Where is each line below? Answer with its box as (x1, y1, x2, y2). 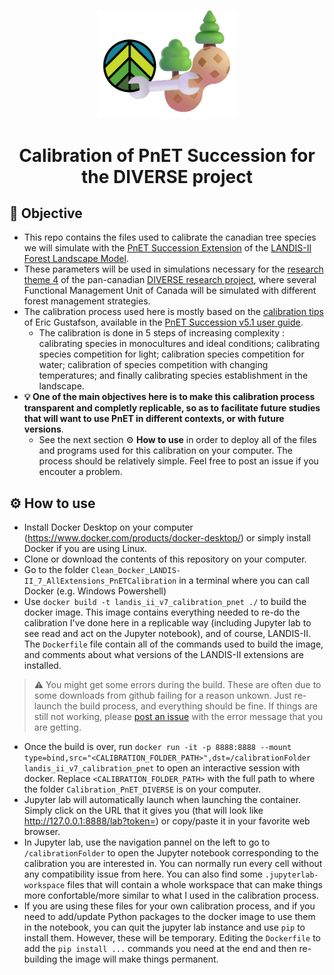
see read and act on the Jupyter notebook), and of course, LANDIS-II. (23, 628, 312, 640)
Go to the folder (23, 564, 89, 576)
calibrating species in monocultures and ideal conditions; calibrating (38, 338, 321, 350)
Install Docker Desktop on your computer (23, 521, 194, 534)
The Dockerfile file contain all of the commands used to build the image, (23, 638, 324, 650)
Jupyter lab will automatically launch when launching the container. (23, 794, 302, 806)
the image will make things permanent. (59, 953, 219, 965)
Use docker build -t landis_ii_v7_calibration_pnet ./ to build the (23, 596, 307, 608)
